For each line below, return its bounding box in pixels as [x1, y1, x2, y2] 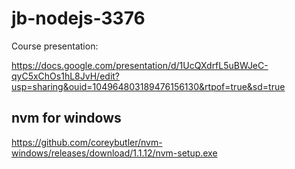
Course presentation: [11, 40, 99, 52]
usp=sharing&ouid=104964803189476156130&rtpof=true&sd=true [11, 80, 286, 92]
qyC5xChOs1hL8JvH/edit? [11, 70, 121, 82]
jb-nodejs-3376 [11, 7, 146, 30]
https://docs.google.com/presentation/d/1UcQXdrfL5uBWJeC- [11, 59, 269, 71]
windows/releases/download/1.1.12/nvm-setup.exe [11, 147, 218, 159]
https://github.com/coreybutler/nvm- [11, 136, 163, 148]
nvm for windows [11, 110, 122, 127]
